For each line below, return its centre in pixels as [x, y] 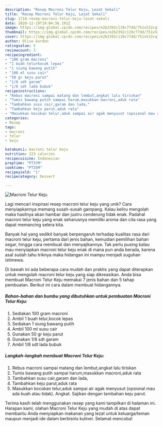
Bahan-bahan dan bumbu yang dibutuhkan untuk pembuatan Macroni [78, 296]
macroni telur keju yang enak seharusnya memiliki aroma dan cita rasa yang [81, 220]
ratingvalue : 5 [20, 46]
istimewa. [15, 260]
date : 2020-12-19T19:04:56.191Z [38, 23]
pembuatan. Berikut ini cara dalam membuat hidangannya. [63, 285]
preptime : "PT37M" [24, 163]
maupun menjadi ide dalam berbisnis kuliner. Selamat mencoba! [69, 419]
